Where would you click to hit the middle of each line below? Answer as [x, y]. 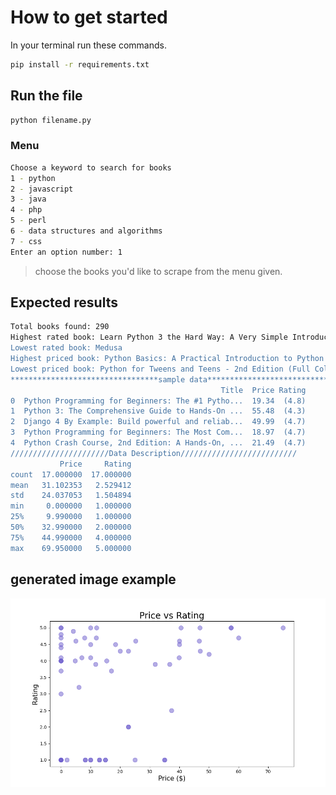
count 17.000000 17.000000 [71, 474]
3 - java [28, 199]
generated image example [93, 579]
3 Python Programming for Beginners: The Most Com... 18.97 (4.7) [158, 432]
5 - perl [28, 221]
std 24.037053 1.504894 [71, 496]
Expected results [64, 302]
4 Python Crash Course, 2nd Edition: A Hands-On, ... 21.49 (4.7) [158, 443]
